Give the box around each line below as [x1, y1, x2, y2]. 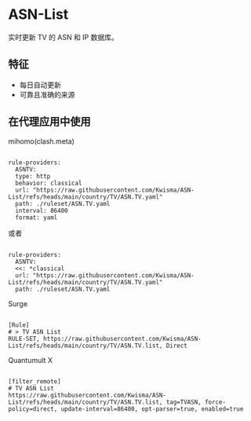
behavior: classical [15, 179, 82, 187]
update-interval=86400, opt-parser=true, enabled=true [60, 405, 244, 413]
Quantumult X [8, 355, 53, 364]
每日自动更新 [19, 80, 61, 90]
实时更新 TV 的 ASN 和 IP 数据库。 [8, 32, 119, 42]
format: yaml [15, 214, 58, 221]
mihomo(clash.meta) [8, 136, 75, 146]
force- [204, 398, 226, 406]
